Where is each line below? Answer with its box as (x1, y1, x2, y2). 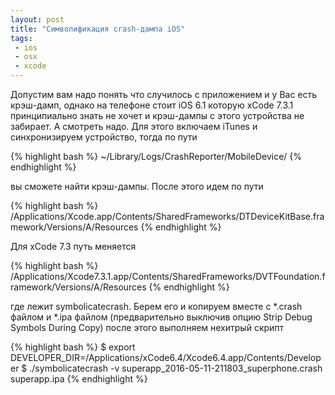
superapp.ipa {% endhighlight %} (10, 373, 148, 385)
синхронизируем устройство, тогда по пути (10, 131, 198, 143)
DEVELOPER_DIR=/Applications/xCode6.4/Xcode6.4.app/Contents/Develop (10, 352, 322, 363)
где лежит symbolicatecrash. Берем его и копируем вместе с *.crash (10, 301, 303, 312)
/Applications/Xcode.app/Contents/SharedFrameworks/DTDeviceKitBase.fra (10, 211, 325, 222)
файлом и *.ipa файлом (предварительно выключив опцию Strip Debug (10, 311, 313, 323)
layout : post (10, 14, 65, 25)
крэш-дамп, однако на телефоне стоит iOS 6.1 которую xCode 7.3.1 (10, 99, 294, 111)
